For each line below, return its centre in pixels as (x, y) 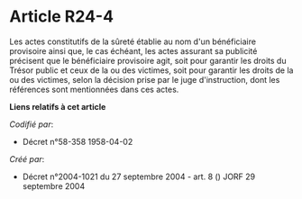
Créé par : (27, 158)
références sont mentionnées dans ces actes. (94, 89)
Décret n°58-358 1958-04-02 (78, 141)
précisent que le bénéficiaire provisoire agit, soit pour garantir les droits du (148, 60)
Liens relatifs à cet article (58, 106)
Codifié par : (32, 124)
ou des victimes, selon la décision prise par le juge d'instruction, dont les (145, 79)
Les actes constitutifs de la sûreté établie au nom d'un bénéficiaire (133, 41)
